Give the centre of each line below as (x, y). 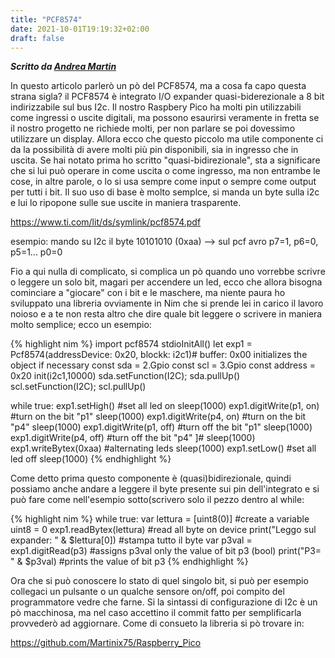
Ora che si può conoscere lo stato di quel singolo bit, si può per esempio (159, 581)
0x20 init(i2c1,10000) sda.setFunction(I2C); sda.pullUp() (125, 376)
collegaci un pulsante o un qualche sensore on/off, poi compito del (147, 592)
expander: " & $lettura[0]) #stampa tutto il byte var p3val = (131, 540)
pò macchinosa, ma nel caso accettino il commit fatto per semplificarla (156, 613)
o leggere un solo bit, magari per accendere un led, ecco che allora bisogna (166, 282)
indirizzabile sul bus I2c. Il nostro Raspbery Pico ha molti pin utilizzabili (156, 107)
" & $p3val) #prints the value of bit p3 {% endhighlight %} (129, 562)
